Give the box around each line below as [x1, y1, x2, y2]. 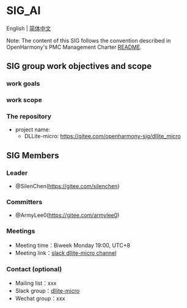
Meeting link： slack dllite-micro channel [15, 249, 117, 257]
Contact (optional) [6, 265, 62, 273]
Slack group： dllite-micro [15, 287, 80, 295]
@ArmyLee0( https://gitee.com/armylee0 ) [15, 211, 120, 219]
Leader [6, 169, 28, 177]
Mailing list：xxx [15, 279, 57, 287]
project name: [15, 126, 51, 133]
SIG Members [6, 150, 59, 161]
